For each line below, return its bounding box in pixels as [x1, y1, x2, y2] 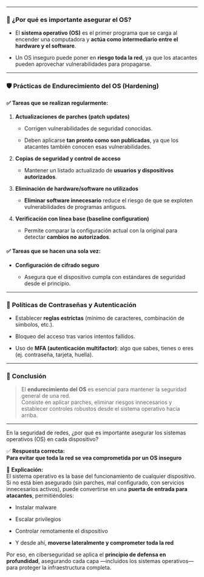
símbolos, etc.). [15, 320, 54, 328]
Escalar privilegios [15, 515, 61, 523]
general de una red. [21, 392, 71, 400]
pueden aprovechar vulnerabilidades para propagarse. [15, 60, 152, 68]
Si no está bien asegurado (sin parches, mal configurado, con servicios [6, 479, 185, 486]
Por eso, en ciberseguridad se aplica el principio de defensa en [6, 551, 166, 558]
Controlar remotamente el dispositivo [15, 528, 108, 535]
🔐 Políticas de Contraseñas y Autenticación [6, 300, 137, 309]
